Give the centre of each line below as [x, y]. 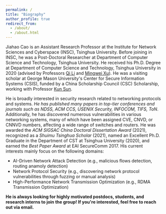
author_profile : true [28, 19]
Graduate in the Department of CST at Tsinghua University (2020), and [78, 141]
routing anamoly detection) [40, 166]
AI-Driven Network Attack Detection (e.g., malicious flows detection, [82, 161]
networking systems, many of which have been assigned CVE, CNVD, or [79, 120]
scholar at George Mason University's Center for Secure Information [75, 78]
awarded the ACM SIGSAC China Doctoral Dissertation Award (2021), [76, 130]
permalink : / [19, 10]
